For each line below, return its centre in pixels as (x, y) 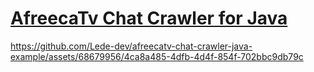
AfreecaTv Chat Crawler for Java (149, 18)
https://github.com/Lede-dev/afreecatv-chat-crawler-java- (131, 46)
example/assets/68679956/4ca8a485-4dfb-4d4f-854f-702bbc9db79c (157, 56)
